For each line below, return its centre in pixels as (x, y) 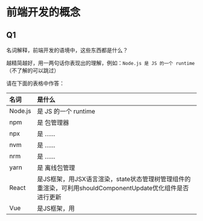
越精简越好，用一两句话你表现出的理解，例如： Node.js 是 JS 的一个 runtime (101, 63)
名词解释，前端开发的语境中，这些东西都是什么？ (67, 50)
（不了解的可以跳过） (33, 70)
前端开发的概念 (43, 12)
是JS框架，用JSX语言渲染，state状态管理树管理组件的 (114, 179)
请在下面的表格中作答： (35, 83)
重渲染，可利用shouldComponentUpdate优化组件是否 (113, 188)
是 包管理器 (53, 123)
